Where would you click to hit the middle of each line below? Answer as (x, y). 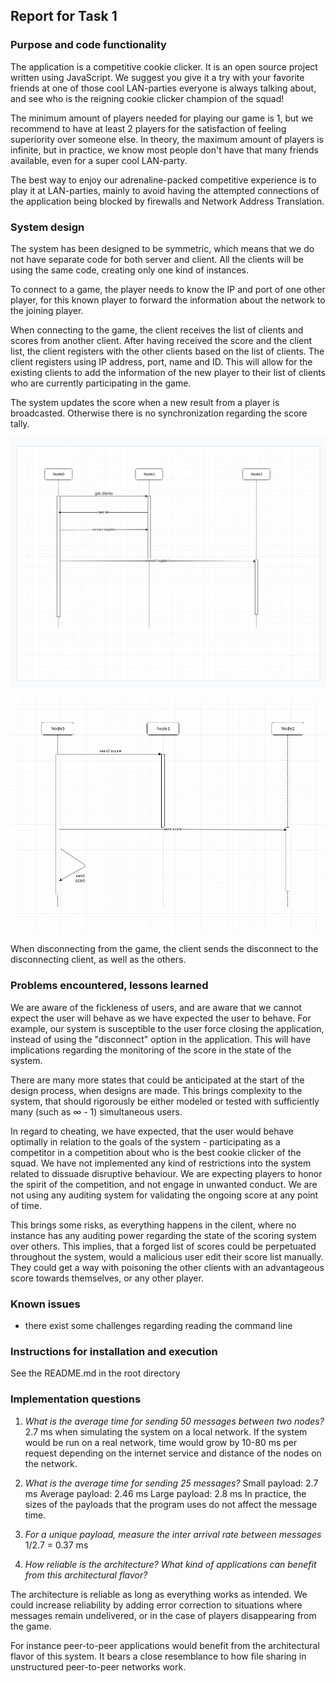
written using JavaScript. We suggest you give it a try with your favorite (157, 77)
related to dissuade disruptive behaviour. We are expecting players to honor (166, 1173)
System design (47, 227)
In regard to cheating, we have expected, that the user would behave (152, 1131)
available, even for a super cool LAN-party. (99, 160)
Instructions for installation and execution (114, 1351)
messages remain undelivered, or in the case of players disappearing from (163, 1615)
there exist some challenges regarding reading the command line (158, 1325)
